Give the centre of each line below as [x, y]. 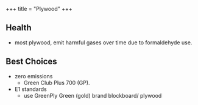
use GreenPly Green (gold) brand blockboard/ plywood [93, 95]
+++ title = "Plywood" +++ [39, 9]
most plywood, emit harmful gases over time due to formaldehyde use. [103, 42]
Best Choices [31, 62]
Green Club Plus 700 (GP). [57, 83]
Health [19, 28]
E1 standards [30, 89]
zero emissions [34, 76]
